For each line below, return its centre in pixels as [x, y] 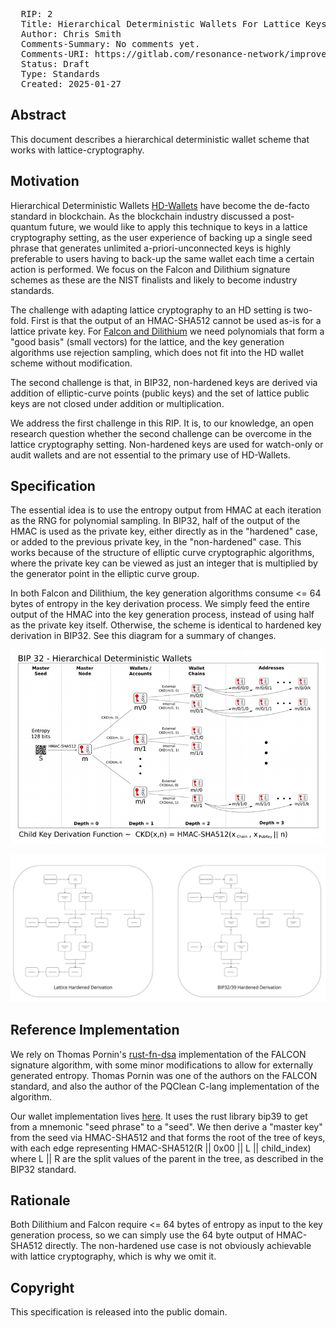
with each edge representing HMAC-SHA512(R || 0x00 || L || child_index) [161, 1148]
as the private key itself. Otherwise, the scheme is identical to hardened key [166, 625]
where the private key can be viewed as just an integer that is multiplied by [164, 563]
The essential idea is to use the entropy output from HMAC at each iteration [166, 510]
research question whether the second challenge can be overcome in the [161, 433]
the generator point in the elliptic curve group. [105, 574]
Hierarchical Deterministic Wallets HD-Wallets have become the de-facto [160, 205]
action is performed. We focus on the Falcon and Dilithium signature [150, 269]
